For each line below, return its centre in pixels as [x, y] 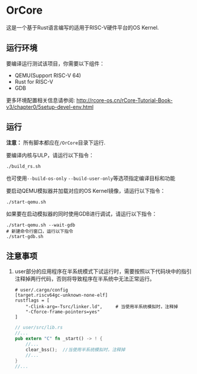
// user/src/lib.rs [39, 328]
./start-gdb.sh [25, 236]
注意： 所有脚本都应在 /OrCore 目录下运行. [56, 142]
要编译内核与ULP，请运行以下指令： [50, 155]
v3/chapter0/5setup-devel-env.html [50, 107]
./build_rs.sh [24, 166]
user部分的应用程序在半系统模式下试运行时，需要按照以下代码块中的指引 [103, 271]
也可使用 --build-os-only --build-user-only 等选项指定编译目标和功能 [91, 178]
